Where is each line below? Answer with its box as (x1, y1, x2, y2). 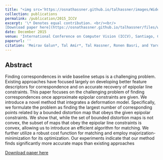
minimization (5, 135, 31, 141)
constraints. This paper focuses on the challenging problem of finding (5, 89, 145, 95)
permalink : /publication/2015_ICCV (5, 16, 77, 21)
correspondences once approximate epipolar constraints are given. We (5, 94, 147, 100)
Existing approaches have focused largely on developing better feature (5, 79, 147, 85)
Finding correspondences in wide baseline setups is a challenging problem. (5, 73, 156, 80)
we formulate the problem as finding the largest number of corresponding (5, 104, 153, 110)
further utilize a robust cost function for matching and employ (5, 130, 128, 136)
